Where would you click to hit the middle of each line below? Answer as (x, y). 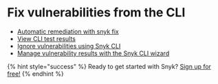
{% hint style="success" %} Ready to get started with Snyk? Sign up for (109, 66)
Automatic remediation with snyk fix (68, 31)
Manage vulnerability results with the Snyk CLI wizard (93, 53)
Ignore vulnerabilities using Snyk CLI (69, 46)
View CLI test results (46, 38)
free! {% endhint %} (35, 74)
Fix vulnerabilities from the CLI (96, 13)
